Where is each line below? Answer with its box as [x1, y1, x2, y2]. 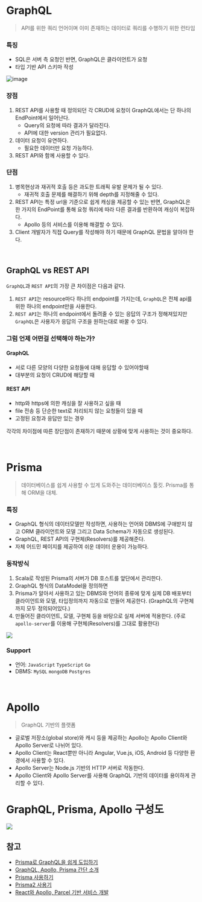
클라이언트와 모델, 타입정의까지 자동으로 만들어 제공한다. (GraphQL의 [14, 597, 178, 604]
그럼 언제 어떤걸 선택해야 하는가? [6, 334, 95, 343]
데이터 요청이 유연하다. [14, 136, 69, 144]
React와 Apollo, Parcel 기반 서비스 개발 [14, 889, 109, 896]
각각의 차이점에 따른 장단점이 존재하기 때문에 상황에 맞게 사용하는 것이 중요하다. [6, 427, 193, 434]
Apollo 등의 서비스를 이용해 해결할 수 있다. [24, 221, 124, 228]
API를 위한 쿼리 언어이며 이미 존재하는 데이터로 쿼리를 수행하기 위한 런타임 [21, 24, 195, 31]
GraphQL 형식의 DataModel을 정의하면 [14, 582, 109, 589]
